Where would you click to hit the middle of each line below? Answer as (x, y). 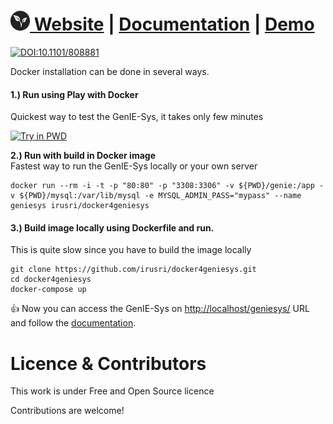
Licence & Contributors (108, 363)
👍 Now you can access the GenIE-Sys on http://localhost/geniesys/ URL (160, 309)
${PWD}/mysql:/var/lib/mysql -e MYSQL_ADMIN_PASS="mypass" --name (160, 196)
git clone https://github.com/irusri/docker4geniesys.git (133, 270)
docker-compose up (48, 290)
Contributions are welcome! (67, 411)
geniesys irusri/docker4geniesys (80, 206)
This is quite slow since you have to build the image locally (131, 250)
